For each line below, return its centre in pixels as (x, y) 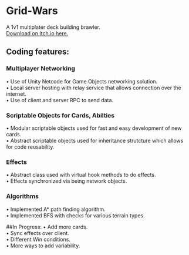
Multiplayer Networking (41, 69)
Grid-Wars (32, 11)
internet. (16, 94)
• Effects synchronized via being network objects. (67, 181)
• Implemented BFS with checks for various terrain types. (75, 215)
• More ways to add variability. (43, 246)
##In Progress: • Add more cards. (47, 227)
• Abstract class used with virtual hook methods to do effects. (81, 175)
